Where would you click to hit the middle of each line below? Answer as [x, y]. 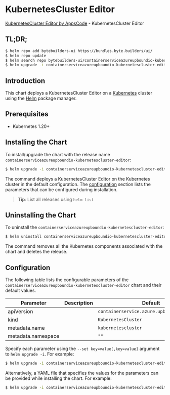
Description [79, 303]
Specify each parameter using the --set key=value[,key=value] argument [82, 349]
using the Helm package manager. [41, 98]
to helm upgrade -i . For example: [40, 354]
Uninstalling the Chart [41, 215]
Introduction [25, 81]
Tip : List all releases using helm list [56, 199]
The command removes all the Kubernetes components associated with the [84, 246]
